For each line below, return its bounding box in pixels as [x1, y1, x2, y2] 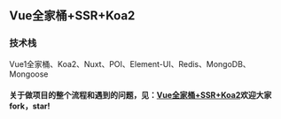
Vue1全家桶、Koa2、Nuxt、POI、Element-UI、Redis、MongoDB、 [9, 58, 251, 69]
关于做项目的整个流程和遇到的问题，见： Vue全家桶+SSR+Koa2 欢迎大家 [9, 90, 272, 100]
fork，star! [9, 100, 51, 112]
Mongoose [9, 69, 49, 79]
